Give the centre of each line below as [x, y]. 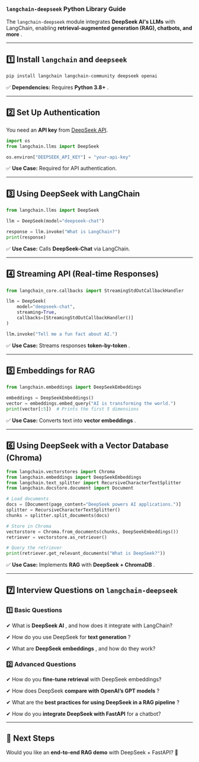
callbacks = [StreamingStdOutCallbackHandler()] [75, 318]
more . [14, 34]
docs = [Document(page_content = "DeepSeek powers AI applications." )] [94, 504]
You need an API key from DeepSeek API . [57, 130]
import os [18, 141]
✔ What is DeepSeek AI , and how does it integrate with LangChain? [89, 626]
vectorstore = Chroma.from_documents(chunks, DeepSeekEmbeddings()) [92, 532]
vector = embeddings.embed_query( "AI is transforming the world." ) [91, 404]
